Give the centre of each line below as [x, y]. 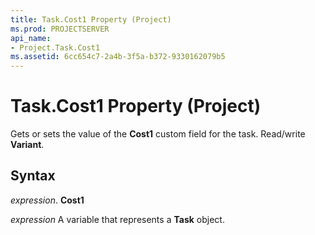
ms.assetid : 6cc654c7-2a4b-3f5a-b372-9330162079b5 [118, 57]
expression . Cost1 [47, 200]
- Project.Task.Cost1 [55, 47]
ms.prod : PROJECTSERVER [60, 29]
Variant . [27, 145]
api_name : [31, 38]
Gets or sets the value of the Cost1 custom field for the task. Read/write [158, 134]
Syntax [33, 176]
